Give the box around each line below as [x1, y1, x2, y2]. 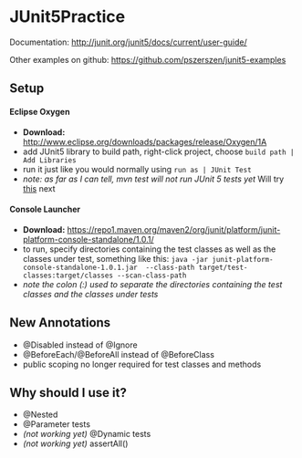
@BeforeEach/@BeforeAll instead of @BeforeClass [22, 349, 214, 359]
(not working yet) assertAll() [22, 438, 129, 449]
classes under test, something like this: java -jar [22, 253, 208, 264]
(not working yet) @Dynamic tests [22, 429, 151, 440]
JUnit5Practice [9, 6, 126, 27]
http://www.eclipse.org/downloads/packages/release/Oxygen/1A [22, 136, 267, 147]
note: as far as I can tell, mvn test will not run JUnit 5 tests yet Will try [22, 173, 285, 184]
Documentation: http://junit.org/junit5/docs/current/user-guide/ [9, 36, 248, 47]
